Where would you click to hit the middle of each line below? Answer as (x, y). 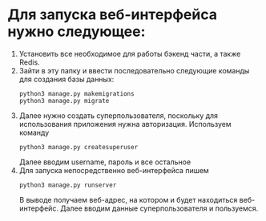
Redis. (30, 62)
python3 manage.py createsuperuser (79, 147)
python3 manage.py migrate (64, 101)
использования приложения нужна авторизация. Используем (125, 124)
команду (34, 132)
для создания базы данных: (66, 79)
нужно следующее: (77, 32)
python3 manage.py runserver (68, 185)
